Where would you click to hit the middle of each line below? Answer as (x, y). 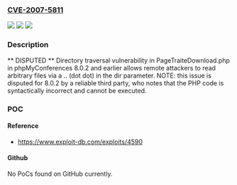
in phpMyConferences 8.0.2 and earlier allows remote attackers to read (112, 68)
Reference (23, 126)
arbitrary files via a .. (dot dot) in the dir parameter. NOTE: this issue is (109, 75)
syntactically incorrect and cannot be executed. (77, 90)
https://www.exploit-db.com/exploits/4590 (80, 142)
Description (28, 45)
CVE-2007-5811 (35, 10)
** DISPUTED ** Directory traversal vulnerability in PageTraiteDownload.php (119, 60)
